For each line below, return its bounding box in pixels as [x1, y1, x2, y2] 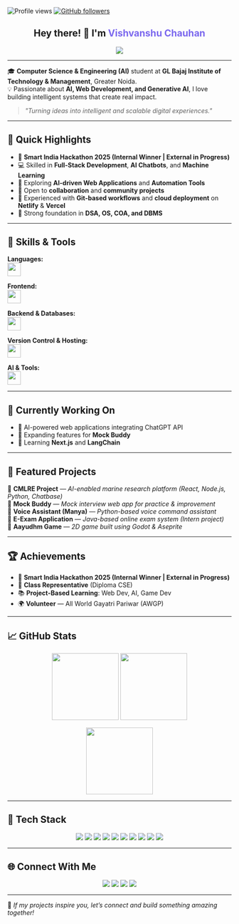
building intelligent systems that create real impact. [7, 93, 157, 101]
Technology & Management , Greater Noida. [7, 77, 137, 85]
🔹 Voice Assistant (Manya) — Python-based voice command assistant [7, 507, 217, 516]
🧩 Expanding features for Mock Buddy [17, 431, 131, 440]
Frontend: [7, 282, 38, 291]
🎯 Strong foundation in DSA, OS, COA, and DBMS [17, 209, 163, 217]
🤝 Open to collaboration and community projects [17, 186, 165, 194]
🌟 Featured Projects [7, 465, 97, 477]
